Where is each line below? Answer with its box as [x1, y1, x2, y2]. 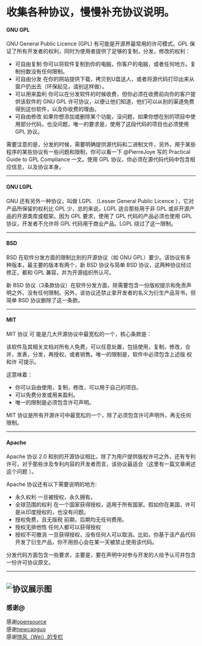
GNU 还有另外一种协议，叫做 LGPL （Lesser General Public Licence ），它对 [6, 197, 194, 204]
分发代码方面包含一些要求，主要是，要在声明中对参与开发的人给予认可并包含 [6, 551, 196, 559]
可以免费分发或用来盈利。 [14, 391, 79, 398]
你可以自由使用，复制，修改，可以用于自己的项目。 [14, 384, 142, 391]
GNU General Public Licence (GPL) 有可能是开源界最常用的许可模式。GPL [6, 40, 188, 47]
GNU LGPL [6, 183, 33, 190]
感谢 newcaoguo [6, 626, 46, 633]
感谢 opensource [6, 618, 47, 625]
